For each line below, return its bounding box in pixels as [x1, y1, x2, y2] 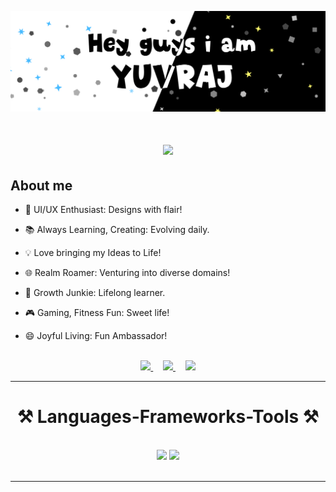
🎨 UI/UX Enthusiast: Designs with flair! [24, 203, 183, 215]
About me [10, 177, 73, 194]
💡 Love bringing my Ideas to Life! [24, 246, 162, 258]
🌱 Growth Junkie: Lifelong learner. [24, 286, 166, 298]
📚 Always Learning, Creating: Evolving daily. [24, 223, 210, 235]
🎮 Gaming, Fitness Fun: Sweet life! [24, 306, 170, 318]
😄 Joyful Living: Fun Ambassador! [24, 329, 168, 341]
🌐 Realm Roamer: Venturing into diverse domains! [24, 266, 231, 278]
